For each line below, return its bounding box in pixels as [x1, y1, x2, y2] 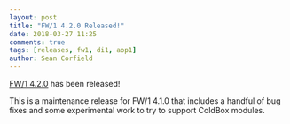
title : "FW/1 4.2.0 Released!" [9, 21, 125, 30]
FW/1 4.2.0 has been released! [9, 79, 121, 89]
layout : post [9, 12, 58, 22]
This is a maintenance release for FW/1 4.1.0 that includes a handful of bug [9, 96, 281, 106]
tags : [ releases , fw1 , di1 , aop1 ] [9, 46, 137, 55]
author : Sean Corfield [9, 54, 93, 63]
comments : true [9, 37, 66, 47]
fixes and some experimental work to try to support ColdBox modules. [9, 105, 265, 115]
